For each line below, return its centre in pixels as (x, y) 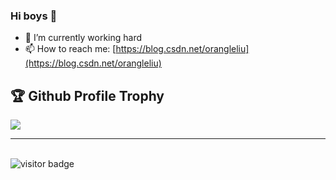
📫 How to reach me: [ (70, 49)
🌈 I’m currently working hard (83, 38)
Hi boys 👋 (34, 16)
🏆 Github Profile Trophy (87, 95)
